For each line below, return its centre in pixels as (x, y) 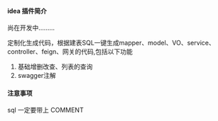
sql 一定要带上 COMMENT (45, 110)
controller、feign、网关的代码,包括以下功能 (70, 52)
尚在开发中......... (31, 28)
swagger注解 (37, 76)
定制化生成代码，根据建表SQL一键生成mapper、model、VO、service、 (111, 43)
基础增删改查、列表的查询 (55, 67)
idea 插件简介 (27, 11)
